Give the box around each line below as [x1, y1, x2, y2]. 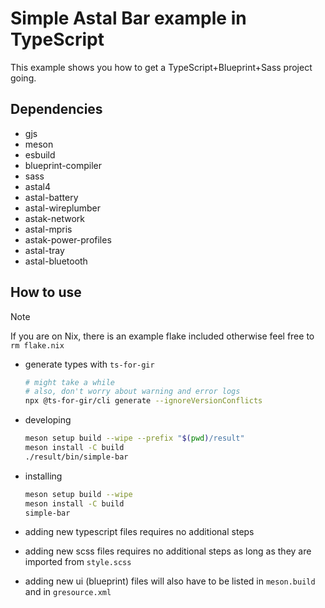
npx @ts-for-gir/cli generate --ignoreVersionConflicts [24, 396, 263, 406]
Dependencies [10, 101, 103, 118]
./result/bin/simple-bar [24, 452, 129, 462]
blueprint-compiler [24, 159, 103, 171]
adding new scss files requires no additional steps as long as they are [24, 545, 312, 557]
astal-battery [24, 191, 79, 203]
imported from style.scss [24, 556, 132, 568]
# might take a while [24, 377, 115, 387]
